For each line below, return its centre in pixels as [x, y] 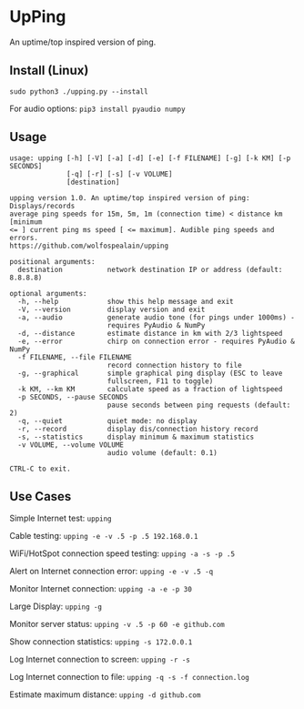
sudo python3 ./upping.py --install [79, 91]
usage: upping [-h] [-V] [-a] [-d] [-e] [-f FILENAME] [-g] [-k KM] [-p [150, 158]
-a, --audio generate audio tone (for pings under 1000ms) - [157, 317]
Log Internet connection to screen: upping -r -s [100, 659]
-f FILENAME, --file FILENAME [75, 357]
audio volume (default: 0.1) [162, 452]
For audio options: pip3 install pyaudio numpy [97, 108]
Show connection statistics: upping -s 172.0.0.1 [101, 642]
